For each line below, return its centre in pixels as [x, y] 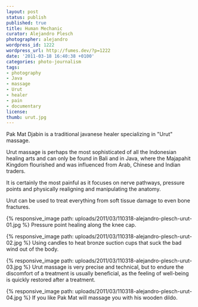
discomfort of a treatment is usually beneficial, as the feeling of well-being [98, 274]
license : [17, 112]
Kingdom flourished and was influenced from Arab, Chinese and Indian [93, 165]
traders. [16, 171]
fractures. [18, 207]
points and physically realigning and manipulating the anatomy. [83, 189]
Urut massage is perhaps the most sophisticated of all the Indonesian [92, 152]
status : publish [26, 17]
